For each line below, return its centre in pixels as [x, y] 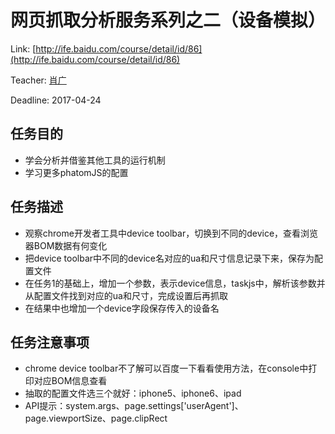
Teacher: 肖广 [38, 80]
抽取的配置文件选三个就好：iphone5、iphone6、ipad [133, 393]
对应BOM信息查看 [70, 381]
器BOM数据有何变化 [66, 245]
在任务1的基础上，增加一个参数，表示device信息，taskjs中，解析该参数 [170, 283]
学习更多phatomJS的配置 [76, 172]
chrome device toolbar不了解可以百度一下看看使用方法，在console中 [166, 368]
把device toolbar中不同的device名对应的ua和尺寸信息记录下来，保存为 [169, 258]
